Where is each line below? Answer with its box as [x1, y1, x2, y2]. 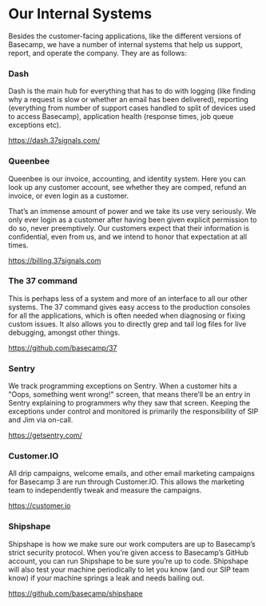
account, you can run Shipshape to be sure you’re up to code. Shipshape [8, 556, 249, 565]
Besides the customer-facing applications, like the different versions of [8, 31, 242, 41]
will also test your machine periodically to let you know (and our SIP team [8, 564, 249, 574]
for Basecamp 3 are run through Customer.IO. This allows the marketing [8, 477, 245, 487]
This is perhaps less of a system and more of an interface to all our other [8, 293, 248, 303]
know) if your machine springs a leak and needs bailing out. [8, 572, 205, 583]
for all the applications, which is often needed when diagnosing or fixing [8, 311, 246, 320]
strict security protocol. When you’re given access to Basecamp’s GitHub [8, 548, 249, 557]
